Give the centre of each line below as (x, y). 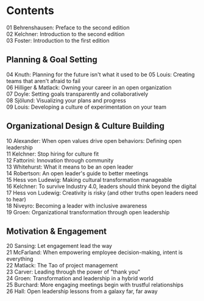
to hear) (16, 199)
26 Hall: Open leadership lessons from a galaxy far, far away (82, 291)
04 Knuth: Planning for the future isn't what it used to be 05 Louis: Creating (100, 74)
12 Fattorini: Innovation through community (60, 160)
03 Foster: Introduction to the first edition (58, 40)
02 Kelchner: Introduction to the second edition (65, 34)
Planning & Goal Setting (52, 60)
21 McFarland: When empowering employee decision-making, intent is (94, 252)
